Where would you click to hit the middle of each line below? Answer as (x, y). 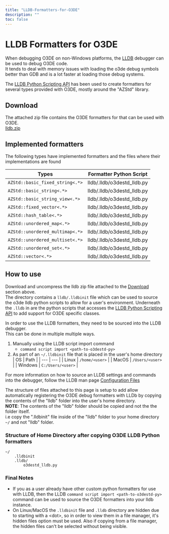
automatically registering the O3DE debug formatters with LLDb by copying (83, 395)
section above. (21, 292)
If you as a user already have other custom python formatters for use (84, 489)
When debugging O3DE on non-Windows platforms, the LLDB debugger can (84, 58)
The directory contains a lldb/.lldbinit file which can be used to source (81, 297)
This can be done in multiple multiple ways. (50, 334)
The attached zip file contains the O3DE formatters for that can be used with (85, 118)
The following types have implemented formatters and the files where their (83, 156)
